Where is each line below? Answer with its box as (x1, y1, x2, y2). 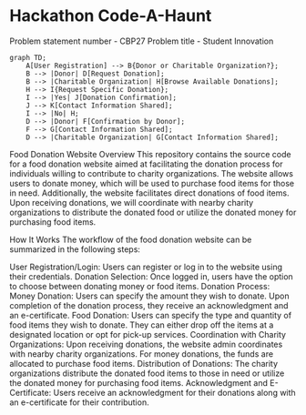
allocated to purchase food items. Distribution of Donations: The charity (9, 358, 279, 369)
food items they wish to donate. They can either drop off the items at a (9, 319, 274, 330)
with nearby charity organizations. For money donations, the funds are (9, 348, 274, 359)
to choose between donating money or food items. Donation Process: (9, 280, 270, 291)
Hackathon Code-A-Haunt (9, 5, 212, 26)
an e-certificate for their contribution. (9, 397, 149, 408)
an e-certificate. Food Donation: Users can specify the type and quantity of (9, 309, 292, 320)
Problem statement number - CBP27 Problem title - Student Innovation (9, 35, 274, 46)
